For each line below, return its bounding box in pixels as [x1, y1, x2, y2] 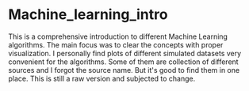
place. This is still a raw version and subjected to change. [8, 74, 196, 83]
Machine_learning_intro [8, 6, 168, 24]
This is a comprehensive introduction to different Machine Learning [8, 32, 228, 41]
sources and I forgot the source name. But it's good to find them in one [8, 65, 240, 74]
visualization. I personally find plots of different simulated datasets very [8, 48, 242, 58]
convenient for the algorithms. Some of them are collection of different [8, 57, 239, 66]
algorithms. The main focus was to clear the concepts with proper [8, 40, 224, 49]
